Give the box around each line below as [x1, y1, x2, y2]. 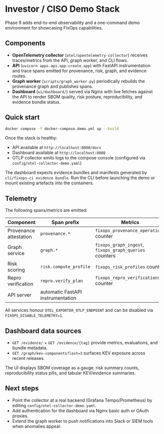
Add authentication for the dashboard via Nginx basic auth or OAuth [12, 408, 149, 413]
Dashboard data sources [5, 327, 82, 335]
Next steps [5, 384, 39, 393]
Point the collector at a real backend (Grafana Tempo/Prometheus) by [12, 397, 152, 403]
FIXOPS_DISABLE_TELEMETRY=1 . [5, 312, 63, 318]
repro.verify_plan [40, 278, 83, 284]
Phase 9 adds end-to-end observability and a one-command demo [5, 20, 140, 26]
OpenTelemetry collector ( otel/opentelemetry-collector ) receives [12, 52, 148, 58]
